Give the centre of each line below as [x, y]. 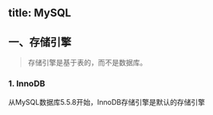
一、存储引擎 [40, 42]
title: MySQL [40, 13]
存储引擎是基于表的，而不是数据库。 [87, 63]
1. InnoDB [27, 84]
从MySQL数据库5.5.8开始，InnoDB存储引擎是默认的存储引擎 [107, 102]
